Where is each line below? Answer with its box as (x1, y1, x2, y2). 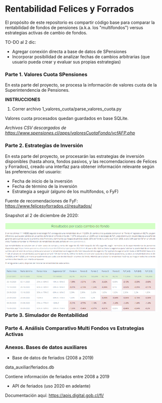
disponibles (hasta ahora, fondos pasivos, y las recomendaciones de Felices (5, 158, 157, 164)
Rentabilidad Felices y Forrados (5, 3, 134, 15)
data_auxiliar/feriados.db (5, 364, 55, 370)
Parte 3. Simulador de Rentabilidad (5, 312, 88, 319)
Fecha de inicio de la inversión (12, 178, 73, 184)
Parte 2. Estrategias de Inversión (5, 142, 83, 149)
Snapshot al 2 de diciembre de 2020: (5, 212, 79, 218)
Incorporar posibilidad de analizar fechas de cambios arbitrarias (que (12, 53, 150, 59)
